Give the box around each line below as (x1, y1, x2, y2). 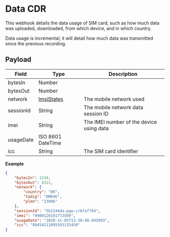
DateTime (38, 139, 62, 146)
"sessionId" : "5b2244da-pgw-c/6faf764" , (14, 208, 101, 214)
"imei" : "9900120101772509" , (14, 213, 76, 218)
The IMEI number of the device (83, 118, 157, 125)
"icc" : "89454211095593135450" (14, 222, 80, 228)
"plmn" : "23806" (23, 199, 58, 204)
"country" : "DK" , (23, 189, 60, 195)
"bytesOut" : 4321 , (14, 180, 53, 185)
